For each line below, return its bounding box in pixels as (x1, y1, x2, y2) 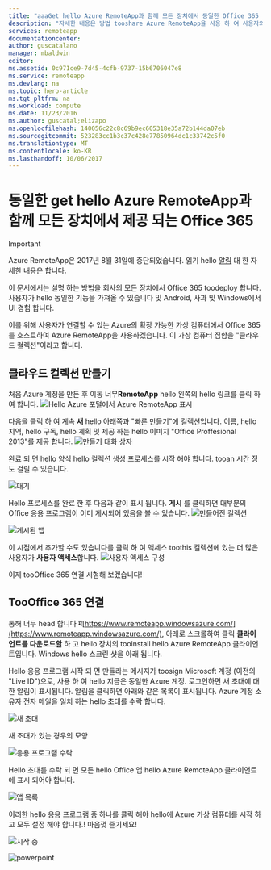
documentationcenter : (8, 34, 81, 43)
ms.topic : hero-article (8, 86, 89, 95)
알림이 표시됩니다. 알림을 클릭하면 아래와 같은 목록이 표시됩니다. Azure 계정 (16, 686, 254, 696)
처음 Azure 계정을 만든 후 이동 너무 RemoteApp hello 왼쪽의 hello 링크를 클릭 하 (8, 389, 261, 399)
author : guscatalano (8, 42, 78, 50)
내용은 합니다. (23, 266, 67, 275)
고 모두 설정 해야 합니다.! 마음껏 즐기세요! (8, 819, 137, 829)
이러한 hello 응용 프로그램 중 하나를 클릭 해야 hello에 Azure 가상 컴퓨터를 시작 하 (8, 809, 262, 819)
